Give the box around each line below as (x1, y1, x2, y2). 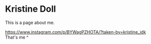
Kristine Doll (5, 3, 56, 15)
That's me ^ (5, 34, 29, 40)
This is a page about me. (5, 20, 55, 25)
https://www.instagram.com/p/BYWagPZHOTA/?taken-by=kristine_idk (5, 29, 146, 35)
